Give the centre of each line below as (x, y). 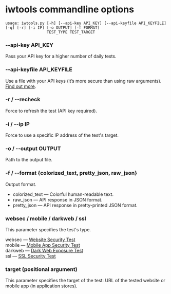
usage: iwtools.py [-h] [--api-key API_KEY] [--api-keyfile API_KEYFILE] (86, 23)
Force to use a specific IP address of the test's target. (62, 135)
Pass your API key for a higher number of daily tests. (61, 56)
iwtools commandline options (70, 10)
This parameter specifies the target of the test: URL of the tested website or (85, 281)
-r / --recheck (23, 100)
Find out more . (21, 86)
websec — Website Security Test (40, 240)
